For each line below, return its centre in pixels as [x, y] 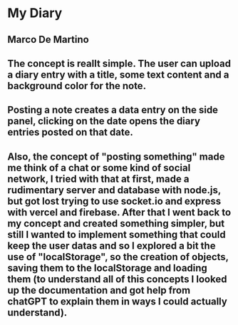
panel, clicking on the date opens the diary [104, 122]
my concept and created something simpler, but [116, 223]
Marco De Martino [48, 40]
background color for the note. [77, 86]
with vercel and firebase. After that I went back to [119, 212]
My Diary [35, 13]
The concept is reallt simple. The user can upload [119, 63]
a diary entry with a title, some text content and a [118, 74]
